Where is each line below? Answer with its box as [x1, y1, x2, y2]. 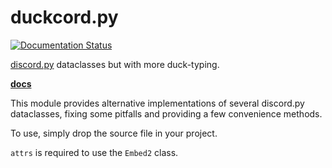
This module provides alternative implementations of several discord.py [10, 97, 305, 109]
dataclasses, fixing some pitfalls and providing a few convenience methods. [10, 107, 323, 120]
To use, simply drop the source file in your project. [10, 127, 218, 139]
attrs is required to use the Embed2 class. [10, 146, 179, 158]
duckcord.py [10, 6, 119, 29]
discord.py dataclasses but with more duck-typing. [10, 58, 220, 70]
